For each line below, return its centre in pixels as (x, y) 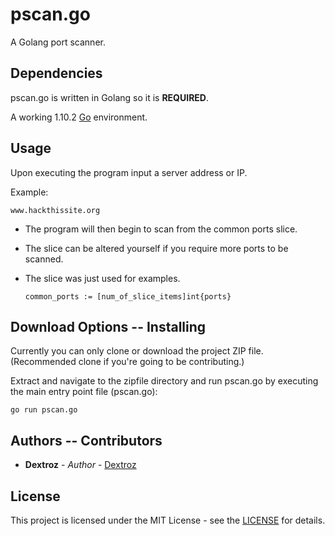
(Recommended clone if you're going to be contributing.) (127, 362)
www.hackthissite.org (55, 210)
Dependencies (56, 73)
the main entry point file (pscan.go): (84, 392)
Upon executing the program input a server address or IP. (129, 172)
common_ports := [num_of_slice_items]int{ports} (128, 296)
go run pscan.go (44, 410)
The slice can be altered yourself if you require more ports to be (156, 248)
